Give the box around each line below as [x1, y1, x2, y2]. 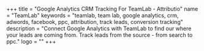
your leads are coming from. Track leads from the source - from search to [6, 31, 193, 39]
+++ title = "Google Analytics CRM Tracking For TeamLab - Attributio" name [6, 6, 198, 12]
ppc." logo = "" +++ [6, 38, 56, 45]
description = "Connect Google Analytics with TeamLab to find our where [6, 25, 192, 32]
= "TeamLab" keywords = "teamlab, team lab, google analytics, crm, [6, 12, 179, 19]
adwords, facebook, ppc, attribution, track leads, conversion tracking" [6, 18, 184, 25]
